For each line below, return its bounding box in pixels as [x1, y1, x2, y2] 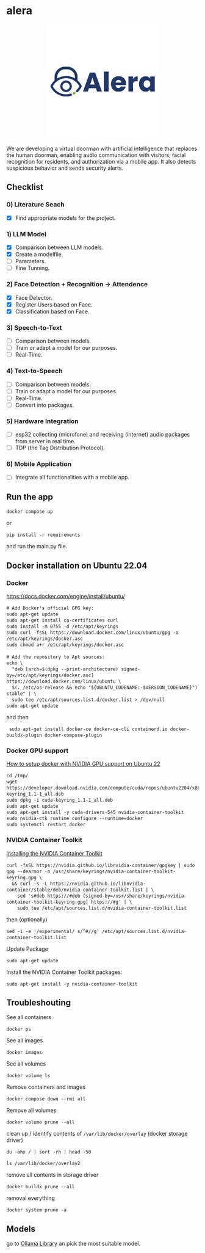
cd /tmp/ [6, 773, 29, 779]
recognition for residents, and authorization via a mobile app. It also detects [6, 158, 196, 165]
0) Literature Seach [6, 200, 65, 209]
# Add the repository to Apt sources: [6, 654, 105, 660]
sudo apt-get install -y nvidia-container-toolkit [6, 981, 138, 987]
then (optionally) [6, 915, 48, 923]
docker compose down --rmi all [6, 1096, 86, 1102]
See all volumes [6, 1060, 46, 1067]
